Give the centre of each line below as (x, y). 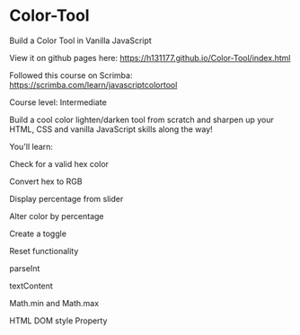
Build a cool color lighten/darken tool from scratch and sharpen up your (141, 119)
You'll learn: (31, 146)
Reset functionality (44, 251)
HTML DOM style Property (58, 321)
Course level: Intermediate (58, 102)
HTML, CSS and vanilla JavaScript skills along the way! (111, 129)
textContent (31, 286)
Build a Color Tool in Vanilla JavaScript (81, 40)
